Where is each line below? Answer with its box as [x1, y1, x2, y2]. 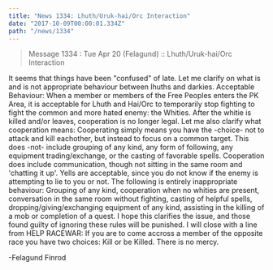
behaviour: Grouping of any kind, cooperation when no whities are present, [8, 186, 260, 195]
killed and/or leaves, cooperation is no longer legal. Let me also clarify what [8, 117, 262, 126]
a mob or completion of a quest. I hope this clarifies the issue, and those [8, 212, 250, 221]
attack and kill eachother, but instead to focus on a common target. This [8, 134, 249, 144]
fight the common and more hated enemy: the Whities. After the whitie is [8, 108, 252, 118]
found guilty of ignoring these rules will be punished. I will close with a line [8, 220, 258, 229]
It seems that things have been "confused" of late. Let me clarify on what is [8, 74, 262, 84]
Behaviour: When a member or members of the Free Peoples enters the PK [8, 91, 259, 101]
